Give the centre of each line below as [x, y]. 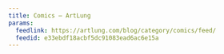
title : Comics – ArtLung [50, 15]
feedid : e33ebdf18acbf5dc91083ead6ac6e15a [87, 38]
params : [21, 23]
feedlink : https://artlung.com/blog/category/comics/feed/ [116, 30]
